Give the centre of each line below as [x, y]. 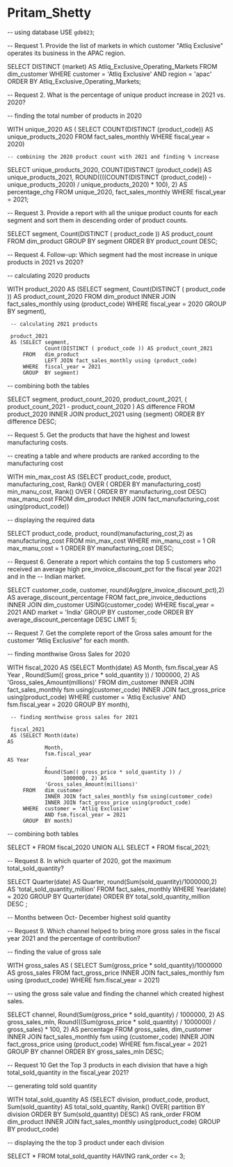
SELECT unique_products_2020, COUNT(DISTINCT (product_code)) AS [110, 169]
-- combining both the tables [48, 385]
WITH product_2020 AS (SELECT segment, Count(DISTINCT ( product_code [116, 289]
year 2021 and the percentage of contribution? [74, 938]
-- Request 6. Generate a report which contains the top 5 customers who [112, 562]
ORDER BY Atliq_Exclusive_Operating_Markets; [74, 81]
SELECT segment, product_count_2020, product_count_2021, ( [97, 399]
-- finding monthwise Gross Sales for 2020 [69, 654]
